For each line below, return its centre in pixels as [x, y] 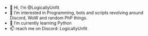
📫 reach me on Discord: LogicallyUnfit [48, 28]
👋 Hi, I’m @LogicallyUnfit [34, 8]
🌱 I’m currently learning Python [41, 23]
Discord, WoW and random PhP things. [48, 18]
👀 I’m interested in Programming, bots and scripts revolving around [76, 13]
